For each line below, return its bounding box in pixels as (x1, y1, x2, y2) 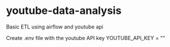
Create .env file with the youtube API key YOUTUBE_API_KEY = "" (6, 34, 166, 41)
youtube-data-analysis (6, 4, 122, 17)
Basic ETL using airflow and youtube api (6, 23, 104, 30)
